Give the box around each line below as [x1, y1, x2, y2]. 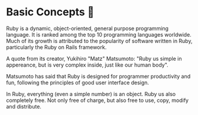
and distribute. [6, 103, 41, 110]
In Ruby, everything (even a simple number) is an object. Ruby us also [6, 90, 176, 97]
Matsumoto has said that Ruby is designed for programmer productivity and [6, 73, 191, 80]
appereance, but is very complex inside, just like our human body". [6, 61, 168, 68]
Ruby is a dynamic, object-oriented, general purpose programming [6, 25, 169, 32]
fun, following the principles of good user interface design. [6, 79, 150, 86]
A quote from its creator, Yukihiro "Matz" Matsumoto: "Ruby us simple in [6, 55, 182, 62]
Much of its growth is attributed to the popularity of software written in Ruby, [6, 37, 193, 44]
